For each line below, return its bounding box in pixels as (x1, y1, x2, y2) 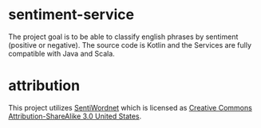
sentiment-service (8, 6, 134, 24)
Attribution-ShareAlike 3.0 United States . (8, 111, 142, 121)
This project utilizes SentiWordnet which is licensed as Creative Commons (8, 103, 253, 112)
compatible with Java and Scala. (8, 48, 116, 58)
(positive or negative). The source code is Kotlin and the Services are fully (8, 40, 252, 49)
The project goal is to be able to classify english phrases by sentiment (8, 32, 239, 41)
